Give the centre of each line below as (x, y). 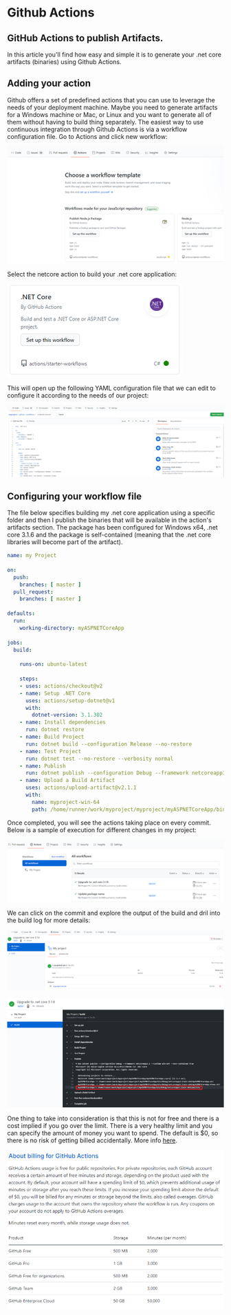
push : (21, 577)
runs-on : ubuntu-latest (54, 664)
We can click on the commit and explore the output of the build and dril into (114, 913)
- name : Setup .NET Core (55, 693)
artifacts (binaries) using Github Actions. (64, 62)
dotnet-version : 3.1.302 (67, 715)
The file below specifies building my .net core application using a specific (111, 513)
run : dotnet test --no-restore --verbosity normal (99, 759)
